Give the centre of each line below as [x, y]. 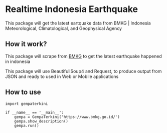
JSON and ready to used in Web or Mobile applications [62, 76]
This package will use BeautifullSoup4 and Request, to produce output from [83, 71]
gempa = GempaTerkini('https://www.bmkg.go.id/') [67, 117]
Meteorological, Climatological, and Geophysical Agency [63, 28]
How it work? [26, 44]
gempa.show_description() [41, 121]
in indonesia [18, 61]
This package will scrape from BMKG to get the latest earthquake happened [83, 56]
